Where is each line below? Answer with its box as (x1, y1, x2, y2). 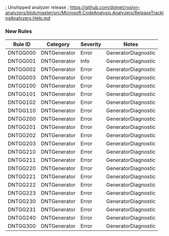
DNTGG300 (8, 223, 36, 230)
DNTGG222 (8, 181, 36, 188)
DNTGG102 (8, 99, 36, 106)
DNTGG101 (8, 91, 36, 98)
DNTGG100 (8, 82, 36, 89)
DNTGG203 (8, 140, 36, 147)
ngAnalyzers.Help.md (5, 15, 51, 21)
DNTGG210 (8, 148, 36, 155)
